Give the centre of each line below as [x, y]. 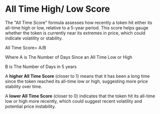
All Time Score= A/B [26, 47]
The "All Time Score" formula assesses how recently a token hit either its [79, 23]
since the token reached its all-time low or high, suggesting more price [77, 81]
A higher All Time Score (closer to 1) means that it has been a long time [78, 76]
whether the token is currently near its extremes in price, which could [75, 33]
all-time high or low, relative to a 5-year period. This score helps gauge [77, 27]
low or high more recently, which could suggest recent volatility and [74, 101]
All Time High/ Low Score [58, 9]
